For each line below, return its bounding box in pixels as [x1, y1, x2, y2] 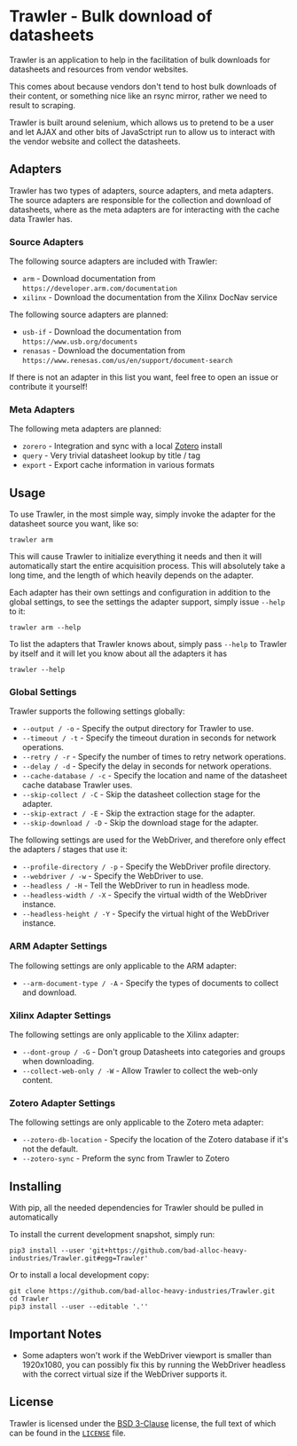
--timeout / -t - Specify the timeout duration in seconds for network [21, 732, 277, 743]
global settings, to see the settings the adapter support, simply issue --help [9, 597, 285, 607]
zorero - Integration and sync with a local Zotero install [21, 441, 223, 452]
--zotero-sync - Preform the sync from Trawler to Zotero [21, 1153, 231, 1164]
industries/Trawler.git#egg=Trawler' [9, 1254, 149, 1263]
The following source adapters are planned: [9, 309, 168, 320]
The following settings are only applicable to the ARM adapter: [9, 960, 237, 971]
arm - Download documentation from [21, 273, 156, 284]
